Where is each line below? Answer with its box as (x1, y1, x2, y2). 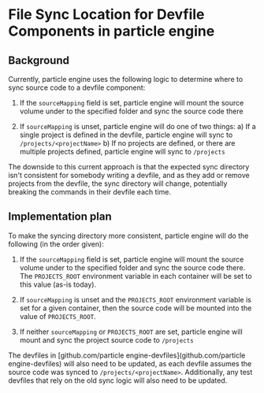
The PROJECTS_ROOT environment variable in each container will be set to (19, 271, 252, 280)
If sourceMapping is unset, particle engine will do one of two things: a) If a (19, 122, 256, 131)
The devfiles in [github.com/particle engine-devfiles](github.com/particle (8, 350, 246, 360)
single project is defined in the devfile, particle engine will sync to (19, 130, 233, 139)
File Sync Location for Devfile (8, 6, 205, 24)
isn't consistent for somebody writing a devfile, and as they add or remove (8, 171, 250, 180)
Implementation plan (8, 210, 112, 224)
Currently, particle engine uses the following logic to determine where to (8, 75, 244, 83)
